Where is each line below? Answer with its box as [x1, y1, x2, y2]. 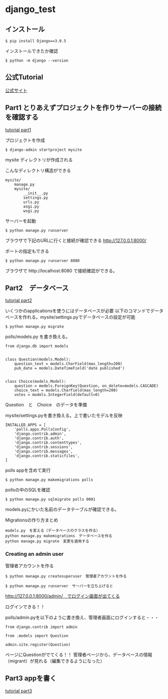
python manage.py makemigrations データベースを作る [5, 534, 113, 539]
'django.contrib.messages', [14, 449, 73, 454]
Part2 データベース [5, 284, 69, 293]
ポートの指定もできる [5, 248, 49, 254]
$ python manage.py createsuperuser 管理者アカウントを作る [5, 573, 127, 578]
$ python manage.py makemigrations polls [5, 478, 94, 483]
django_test [5, 4, 56, 15]
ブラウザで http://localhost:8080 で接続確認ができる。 [5, 267, 118, 273]
